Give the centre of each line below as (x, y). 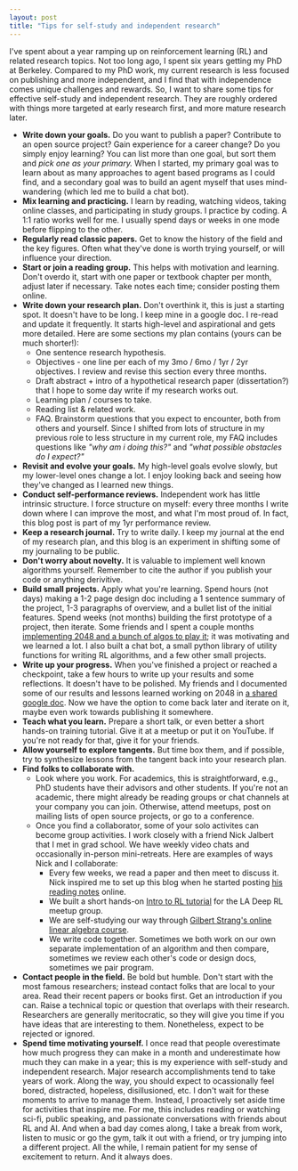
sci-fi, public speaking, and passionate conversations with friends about (154, 1118)
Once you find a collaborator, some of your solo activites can (147, 825)
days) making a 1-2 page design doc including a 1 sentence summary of (153, 598)
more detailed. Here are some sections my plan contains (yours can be (152, 333)
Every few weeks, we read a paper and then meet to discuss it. (164, 873)
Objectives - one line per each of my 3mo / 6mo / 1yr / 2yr (142, 362)
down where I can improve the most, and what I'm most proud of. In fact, (155, 513)
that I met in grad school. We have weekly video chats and (142, 844)
